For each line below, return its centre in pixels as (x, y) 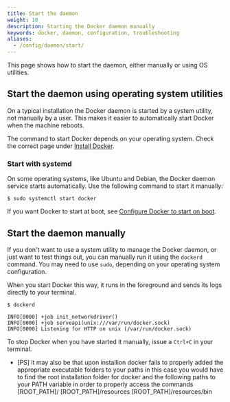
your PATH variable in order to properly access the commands (105, 384)
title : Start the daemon (43, 13)
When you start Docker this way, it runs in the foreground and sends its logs (115, 285)
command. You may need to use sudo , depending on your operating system (114, 264)
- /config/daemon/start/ (49, 45)
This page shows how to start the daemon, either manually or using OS (107, 65)
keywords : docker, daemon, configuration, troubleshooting (93, 33)
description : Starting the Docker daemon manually (81, 26)
